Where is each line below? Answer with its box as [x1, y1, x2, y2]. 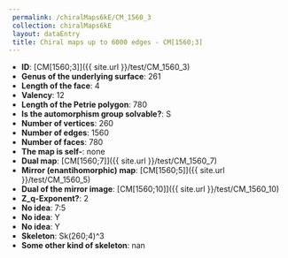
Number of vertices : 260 [20, 118, 114, 129]
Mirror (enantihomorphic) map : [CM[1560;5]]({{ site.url [20, 165, 225, 176]
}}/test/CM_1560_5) [20, 174, 91, 186]
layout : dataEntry [12, 29, 81, 38]
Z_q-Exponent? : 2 [20, 193, 90, 204]
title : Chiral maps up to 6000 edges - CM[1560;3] [12, 37, 203, 47]
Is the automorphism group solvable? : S [20, 109, 172, 119]
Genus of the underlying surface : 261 [20, 72, 161, 82]
